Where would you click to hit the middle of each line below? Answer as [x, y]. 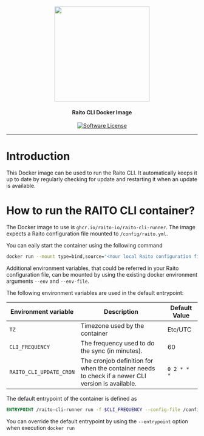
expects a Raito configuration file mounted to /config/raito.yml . [87, 234]
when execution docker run [40, 428]
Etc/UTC [179, 330]
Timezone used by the [112, 326]
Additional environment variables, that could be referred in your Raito [93, 268]
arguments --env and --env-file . [48, 281]
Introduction [38, 156]
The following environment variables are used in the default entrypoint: [95, 293]
